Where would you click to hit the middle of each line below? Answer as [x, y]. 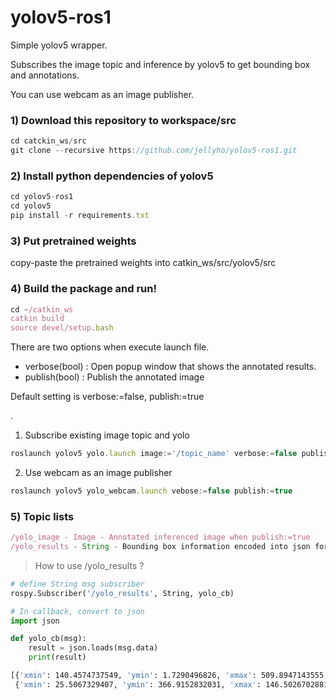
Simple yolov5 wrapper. [59, 45]
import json [35, 621]
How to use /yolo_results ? [89, 565]
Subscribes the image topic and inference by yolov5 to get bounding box [160, 64]
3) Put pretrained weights [73, 241]
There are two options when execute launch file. [110, 347]
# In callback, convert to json [77, 611]
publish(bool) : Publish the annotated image [114, 377]
